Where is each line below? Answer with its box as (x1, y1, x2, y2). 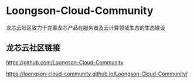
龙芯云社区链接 (6, 43, 60, 53)
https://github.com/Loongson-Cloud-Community (6, 58, 124, 65)
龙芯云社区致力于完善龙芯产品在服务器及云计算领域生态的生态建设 (6, 24, 165, 31)
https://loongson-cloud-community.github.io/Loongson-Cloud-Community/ (6, 70, 188, 77)
